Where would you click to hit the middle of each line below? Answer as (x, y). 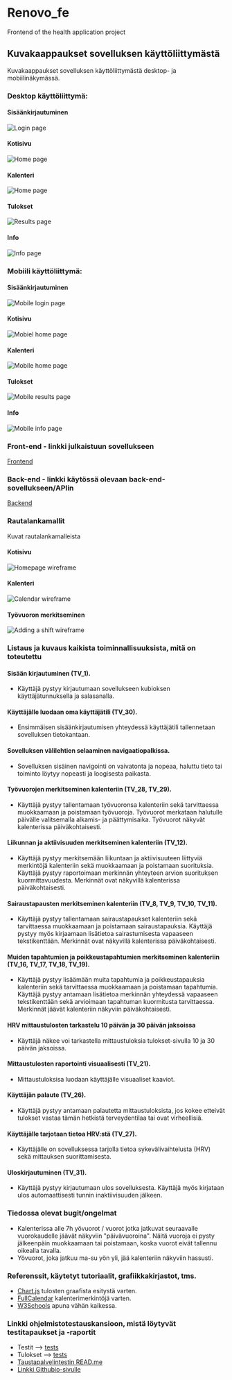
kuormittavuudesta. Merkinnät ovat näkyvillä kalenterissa (98, 880)
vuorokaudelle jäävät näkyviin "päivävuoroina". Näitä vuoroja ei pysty (116, 1236)
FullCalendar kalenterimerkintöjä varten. (74, 1298)
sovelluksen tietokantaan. (54, 735)
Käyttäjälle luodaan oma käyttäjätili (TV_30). (72, 712)
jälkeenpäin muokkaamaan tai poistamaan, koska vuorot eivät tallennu (117, 1243)
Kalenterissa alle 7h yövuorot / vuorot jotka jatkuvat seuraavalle (108, 1228)
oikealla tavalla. (39, 1250)
